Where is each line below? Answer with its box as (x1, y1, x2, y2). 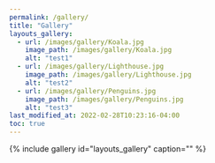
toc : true (9, 120, 46, 129)
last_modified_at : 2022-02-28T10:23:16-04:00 (9, 111, 180, 120)
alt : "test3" (25, 103, 73, 112)
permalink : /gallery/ (9, 12, 89, 22)
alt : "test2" (25, 78, 73, 87)
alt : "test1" (25, 54, 73, 63)
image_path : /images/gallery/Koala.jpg (25, 46, 173, 55)
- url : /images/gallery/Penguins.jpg (17, 86, 157, 95)
